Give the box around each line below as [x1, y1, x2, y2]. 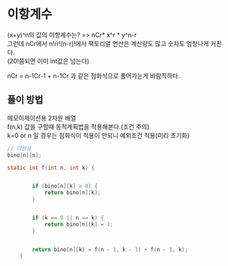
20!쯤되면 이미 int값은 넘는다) [9, 56, 90, 65]
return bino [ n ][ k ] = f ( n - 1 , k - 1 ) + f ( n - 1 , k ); [32, 246, 188, 253]
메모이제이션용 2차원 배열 [7, 114, 76, 122]
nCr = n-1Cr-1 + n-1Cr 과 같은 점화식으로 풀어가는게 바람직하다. [7, 71, 180, 80]
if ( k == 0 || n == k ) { [32, 214, 104, 221]
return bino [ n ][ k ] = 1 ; [44, 221, 113, 228]
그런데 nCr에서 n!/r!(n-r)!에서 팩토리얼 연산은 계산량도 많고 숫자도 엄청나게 [7, 39, 209, 47]
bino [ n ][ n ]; [7, 151, 42, 159]
